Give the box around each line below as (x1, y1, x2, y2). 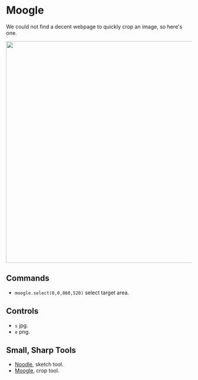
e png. (14, 328, 31, 335)
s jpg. (14, 321, 28, 329)
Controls (6, 306, 39, 316)
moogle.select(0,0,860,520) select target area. (14, 289, 130, 296)
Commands (6, 273, 50, 284)
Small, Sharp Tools (6, 345, 77, 355)
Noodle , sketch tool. (14, 361, 64, 368)
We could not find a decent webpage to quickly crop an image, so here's (6, 23, 183, 30)
